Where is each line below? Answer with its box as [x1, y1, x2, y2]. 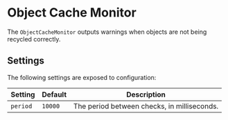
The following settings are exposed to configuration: [7, 73, 157, 81]
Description [125, 90, 166, 99]
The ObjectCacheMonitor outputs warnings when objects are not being [7, 28, 207, 36]
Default [41, 90, 67, 99]
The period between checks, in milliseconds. [73, 101, 219, 111]
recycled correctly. [7, 34, 61, 43]
